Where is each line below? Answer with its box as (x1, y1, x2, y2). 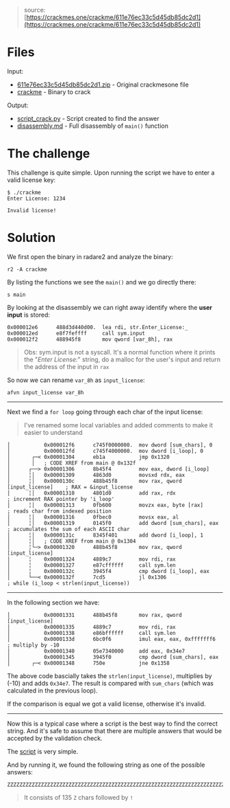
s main (7, 291, 26, 298)
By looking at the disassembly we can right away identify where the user (7, 303, 213, 311)
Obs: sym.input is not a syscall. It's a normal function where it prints (23, 348, 216, 356)
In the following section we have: (7, 598, 100, 607)
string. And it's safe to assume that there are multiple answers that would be (7, 726, 222, 734)
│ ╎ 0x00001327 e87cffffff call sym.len (7, 561, 176, 569)
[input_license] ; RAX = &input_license (7, 484, 133, 491)
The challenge (7, 146, 90, 161)
